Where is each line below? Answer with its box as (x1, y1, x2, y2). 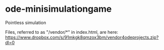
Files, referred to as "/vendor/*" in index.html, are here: (5, 29, 119, 35)
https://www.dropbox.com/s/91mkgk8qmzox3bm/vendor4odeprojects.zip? (5, 34, 159, 40)
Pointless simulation (5, 20, 46, 25)
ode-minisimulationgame (5, 3, 112, 15)
